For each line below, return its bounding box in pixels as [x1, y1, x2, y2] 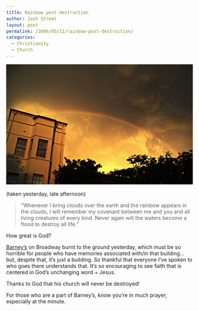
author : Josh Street [6, 15, 57, 22]
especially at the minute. [6, 298, 66, 305]
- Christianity [11, 41, 49, 47]
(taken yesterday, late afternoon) [6, 190, 86, 197]
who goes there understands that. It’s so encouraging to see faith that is [6, 263, 182, 270]
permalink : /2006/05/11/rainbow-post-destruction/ [6, 28, 134, 34]
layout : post [6, 22, 38, 28]
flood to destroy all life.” [20, 221, 79, 228]
